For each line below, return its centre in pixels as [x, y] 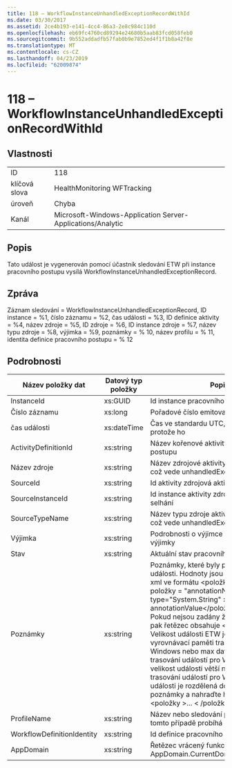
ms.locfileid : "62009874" [44, 65]
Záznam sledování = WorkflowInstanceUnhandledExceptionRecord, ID [107, 310]
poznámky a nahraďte [186, 695]
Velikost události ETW [185, 634]
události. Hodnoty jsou [186, 574]
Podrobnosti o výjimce [186, 534]
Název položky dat [54, 385]
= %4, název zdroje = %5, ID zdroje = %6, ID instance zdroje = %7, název [112, 325]
